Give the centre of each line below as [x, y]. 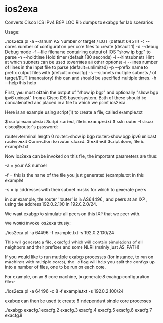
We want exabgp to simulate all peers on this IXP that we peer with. [73, 214]
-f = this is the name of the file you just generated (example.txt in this [75, 175]
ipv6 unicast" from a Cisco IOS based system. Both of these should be [76, 97]
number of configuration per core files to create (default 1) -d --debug [88, 46]
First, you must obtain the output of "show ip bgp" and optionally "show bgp [82, 92]
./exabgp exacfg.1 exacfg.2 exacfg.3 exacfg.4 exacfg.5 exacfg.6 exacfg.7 [79, 310]
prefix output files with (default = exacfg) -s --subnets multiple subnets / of [81, 72]
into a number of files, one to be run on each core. [56, 267]
